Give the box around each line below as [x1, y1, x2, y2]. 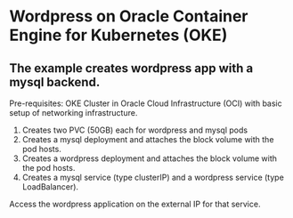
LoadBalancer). [21, 182, 78, 192]
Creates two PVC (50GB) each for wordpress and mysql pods [21, 125, 248, 135]
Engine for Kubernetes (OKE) [9, 25, 228, 45]
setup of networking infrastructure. [9, 108, 138, 117]
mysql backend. [9, 74, 101, 90]
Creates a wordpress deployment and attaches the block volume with [21, 153, 278, 164]
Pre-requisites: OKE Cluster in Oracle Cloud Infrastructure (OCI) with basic [9, 98, 282, 109]
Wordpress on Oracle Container [9, 6, 248, 27]
